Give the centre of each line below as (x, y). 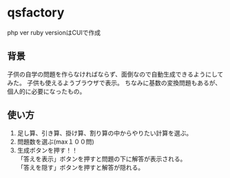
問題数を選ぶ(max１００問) (55, 142)
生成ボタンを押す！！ (47, 150)
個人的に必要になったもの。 (46, 91)
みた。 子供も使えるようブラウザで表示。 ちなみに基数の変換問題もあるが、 (114, 82)
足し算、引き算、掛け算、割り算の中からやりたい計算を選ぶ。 (105, 133)
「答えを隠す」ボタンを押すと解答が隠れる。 (81, 167)
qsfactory (36, 13)
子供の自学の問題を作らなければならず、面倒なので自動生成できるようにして (115, 74)
